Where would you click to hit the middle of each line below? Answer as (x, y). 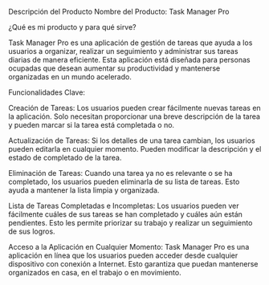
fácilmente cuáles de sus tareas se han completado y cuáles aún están (126, 214)
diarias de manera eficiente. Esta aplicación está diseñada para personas (129, 60)
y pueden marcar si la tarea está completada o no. (92, 125)
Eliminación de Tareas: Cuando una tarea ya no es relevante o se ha (120, 173)
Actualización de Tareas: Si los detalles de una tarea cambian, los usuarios (132, 140)
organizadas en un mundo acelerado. (70, 77)
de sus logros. (32, 231)
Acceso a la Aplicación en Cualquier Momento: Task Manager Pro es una (129, 247)
